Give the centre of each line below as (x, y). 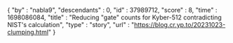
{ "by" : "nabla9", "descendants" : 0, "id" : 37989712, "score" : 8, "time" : (112, 10)
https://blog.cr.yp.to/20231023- (180, 25)
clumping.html (28, 32)
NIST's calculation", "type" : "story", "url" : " (71, 25)
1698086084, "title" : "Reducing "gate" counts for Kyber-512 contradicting (115, 17)
